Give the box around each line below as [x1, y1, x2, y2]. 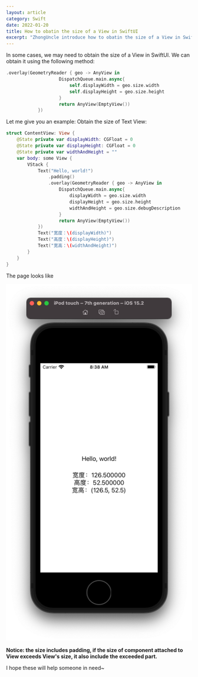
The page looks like [6, 272, 54, 279]
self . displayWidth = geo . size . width [69, 82, 160, 88]
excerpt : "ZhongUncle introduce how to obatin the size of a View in [6, 34, 181, 41]
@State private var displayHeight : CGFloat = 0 [16, 143, 136, 149]
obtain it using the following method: [6, 58, 95, 65]
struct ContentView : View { [6, 130, 75, 136]
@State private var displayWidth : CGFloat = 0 [16, 137, 133, 143]
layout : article [6, 9, 46, 15]
